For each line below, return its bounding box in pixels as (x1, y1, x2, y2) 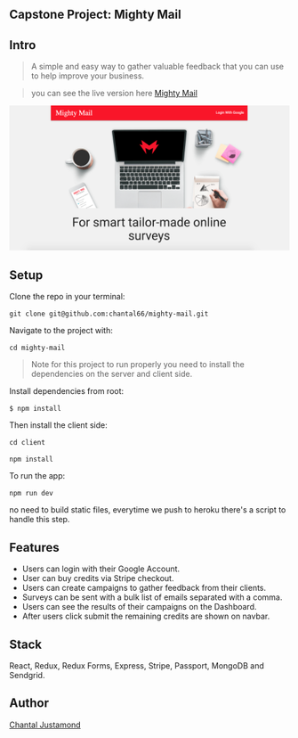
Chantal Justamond (9, 719, 82, 730)
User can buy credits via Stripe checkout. (21, 573, 174, 584)
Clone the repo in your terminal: (9, 291, 125, 302)
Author (9, 695, 49, 711)
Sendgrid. (9, 670, 45, 681)
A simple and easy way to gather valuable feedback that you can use (30, 61, 285, 72)
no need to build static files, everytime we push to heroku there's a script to (9, 504, 286, 515)
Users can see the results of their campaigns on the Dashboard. (21, 602, 257, 612)
